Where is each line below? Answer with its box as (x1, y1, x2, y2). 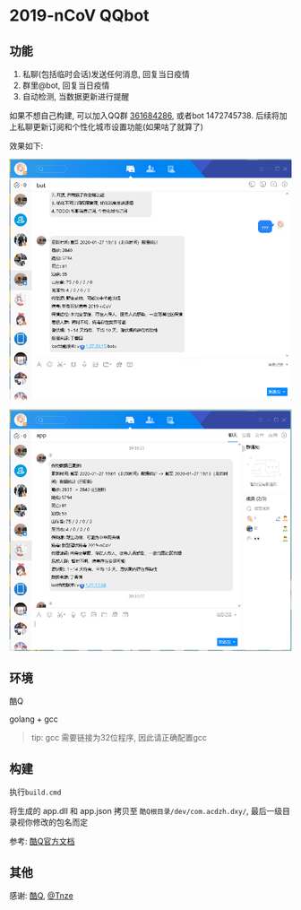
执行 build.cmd (9, 786, 62, 798)
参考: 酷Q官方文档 (9, 836, 75, 847)
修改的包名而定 (32, 817, 88, 828)
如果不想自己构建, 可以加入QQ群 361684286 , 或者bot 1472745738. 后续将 (9, 110, 279, 121)
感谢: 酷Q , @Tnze (9, 890, 73, 901)
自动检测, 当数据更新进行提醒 (21, 91, 130, 101)
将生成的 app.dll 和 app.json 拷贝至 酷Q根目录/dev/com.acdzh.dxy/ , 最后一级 (9, 806, 283, 817)
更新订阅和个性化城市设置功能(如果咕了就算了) (32, 122, 204, 132)
